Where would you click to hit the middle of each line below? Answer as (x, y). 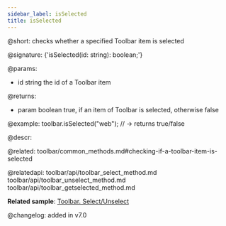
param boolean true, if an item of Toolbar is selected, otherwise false (118, 109)
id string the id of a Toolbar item (64, 82)
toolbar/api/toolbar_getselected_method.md (72, 187)
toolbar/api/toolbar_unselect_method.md (67, 180)
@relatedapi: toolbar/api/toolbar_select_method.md (82, 172)
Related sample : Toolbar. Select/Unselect (68, 201)
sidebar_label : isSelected (47, 14)
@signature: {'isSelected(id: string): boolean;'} (75, 55)
